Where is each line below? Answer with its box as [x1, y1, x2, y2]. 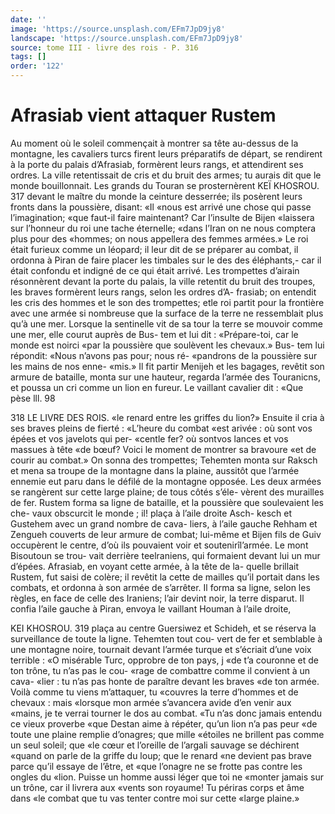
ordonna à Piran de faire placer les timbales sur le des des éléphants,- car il [10, 254, 322, 266]
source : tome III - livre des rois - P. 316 [10, 42, 199, 53]
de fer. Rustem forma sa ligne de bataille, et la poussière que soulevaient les [10, 496, 324, 508]
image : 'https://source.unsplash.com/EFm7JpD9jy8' [10, 24, 226, 34]
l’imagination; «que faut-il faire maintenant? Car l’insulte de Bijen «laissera [10, 211, 315, 223]
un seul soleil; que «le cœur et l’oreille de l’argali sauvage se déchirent [10, 739, 300, 751]
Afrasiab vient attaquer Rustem [10, 104, 277, 127]
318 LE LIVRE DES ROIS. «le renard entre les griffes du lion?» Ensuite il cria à [10, 411, 325, 423]
